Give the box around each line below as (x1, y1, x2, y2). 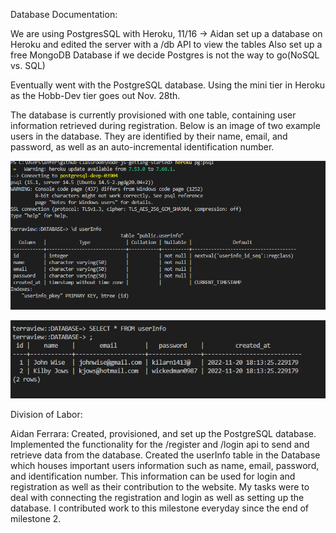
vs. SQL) (10, 60, 46, 71)
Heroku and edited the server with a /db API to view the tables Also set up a (10, 39, 323, 50)
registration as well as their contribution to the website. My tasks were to (10, 480, 310, 493)
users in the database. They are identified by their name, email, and (10, 130, 288, 142)
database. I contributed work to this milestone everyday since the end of (10, 502, 309, 514)
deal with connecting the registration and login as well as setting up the (10, 491, 305, 503)
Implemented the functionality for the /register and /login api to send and (10, 438, 310, 450)
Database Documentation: (10, 9, 118, 20)
